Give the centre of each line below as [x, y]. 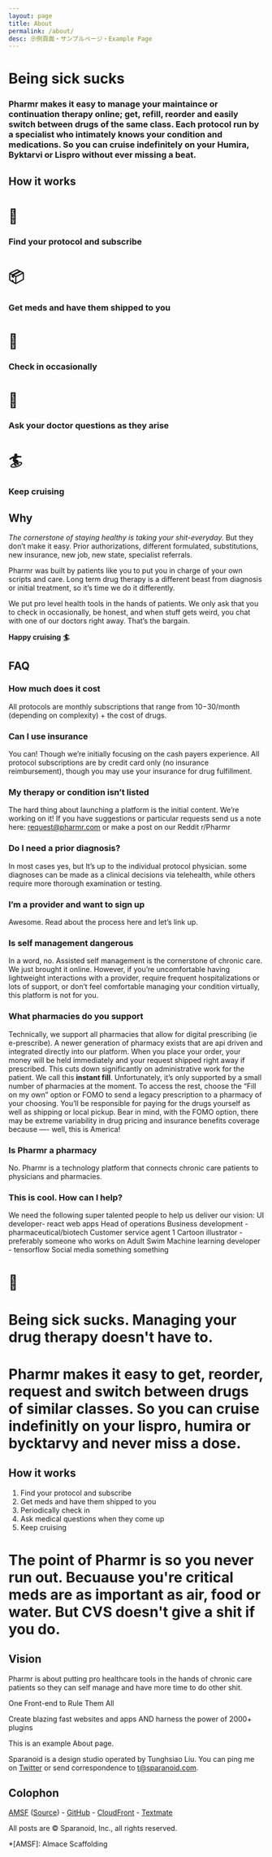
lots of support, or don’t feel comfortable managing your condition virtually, [134, 987]
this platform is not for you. [54, 996]
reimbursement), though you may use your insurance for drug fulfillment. [130, 771]
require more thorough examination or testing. [85, 883]
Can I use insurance [48, 736]
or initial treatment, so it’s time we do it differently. [92, 588]
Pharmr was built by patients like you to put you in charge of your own [126, 571]
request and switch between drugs [129, 1391]
